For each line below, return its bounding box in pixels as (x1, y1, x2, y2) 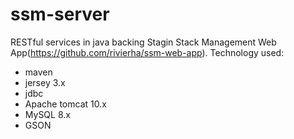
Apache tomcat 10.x (24, 98, 107, 110)
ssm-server (10, 3, 110, 26)
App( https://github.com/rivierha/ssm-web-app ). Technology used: (10, 46, 285, 58)
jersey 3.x (24, 76, 66, 88)
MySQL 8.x (24, 108, 71, 120)
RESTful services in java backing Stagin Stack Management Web (10, 36, 277, 48)
